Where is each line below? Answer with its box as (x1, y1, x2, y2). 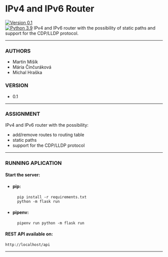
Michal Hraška (12, 70, 42, 76)
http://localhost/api (5, 242, 50, 247)
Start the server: (5, 172, 40, 178)
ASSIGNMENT (5, 111, 40, 118)
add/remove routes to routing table (12, 131, 84, 138)
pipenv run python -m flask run (17, 220, 84, 225)
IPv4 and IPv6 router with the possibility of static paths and (33, 25, 156, 31)
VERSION (5, 82, 28, 89)
